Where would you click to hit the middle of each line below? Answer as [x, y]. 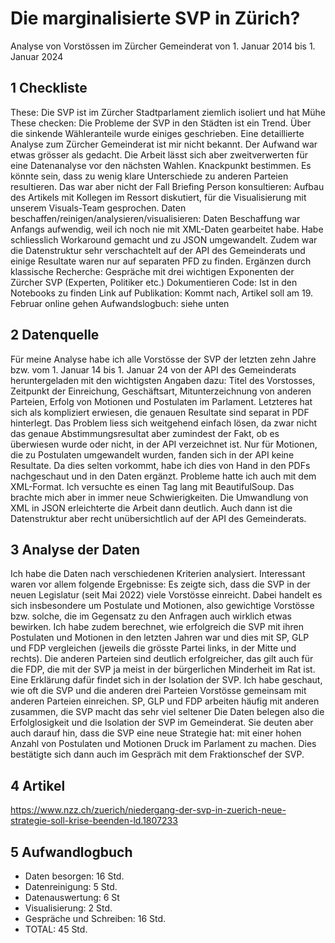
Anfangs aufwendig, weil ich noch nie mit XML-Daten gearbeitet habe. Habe [167, 229]
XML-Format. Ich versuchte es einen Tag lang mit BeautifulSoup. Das [152, 486]
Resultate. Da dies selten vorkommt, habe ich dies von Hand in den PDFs [160, 465]
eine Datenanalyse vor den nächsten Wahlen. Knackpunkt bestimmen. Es [161, 165]
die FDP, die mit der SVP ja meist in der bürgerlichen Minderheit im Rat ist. [163, 669]
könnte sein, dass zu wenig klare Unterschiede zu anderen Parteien [149, 176]
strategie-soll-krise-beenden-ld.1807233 [94, 821]
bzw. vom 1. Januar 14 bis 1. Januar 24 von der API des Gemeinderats [153, 369]
